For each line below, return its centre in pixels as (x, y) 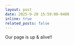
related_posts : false (27, 23)
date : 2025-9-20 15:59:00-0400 (37, 14)
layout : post (18, 10)
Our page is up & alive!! (29, 37)
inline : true (18, 19)
